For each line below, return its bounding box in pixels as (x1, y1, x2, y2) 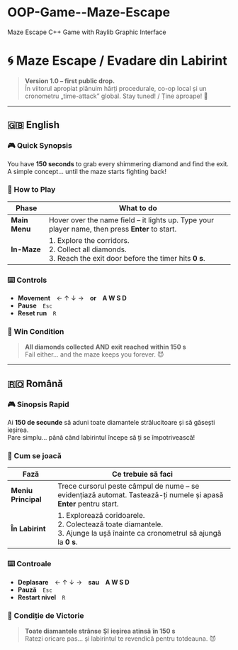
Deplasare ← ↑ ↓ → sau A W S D (17, 578, 130, 586)
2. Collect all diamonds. (48, 244, 127, 254)
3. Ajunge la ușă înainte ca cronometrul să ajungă (57, 529, 222, 538)
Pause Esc (17, 301, 53, 310)
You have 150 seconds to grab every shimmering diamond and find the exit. (7, 159, 229, 168)
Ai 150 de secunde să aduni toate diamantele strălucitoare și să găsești (7, 418, 215, 427)
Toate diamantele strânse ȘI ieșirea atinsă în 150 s (24, 627, 176, 636)
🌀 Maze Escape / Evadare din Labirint (7, 53, 228, 69)
